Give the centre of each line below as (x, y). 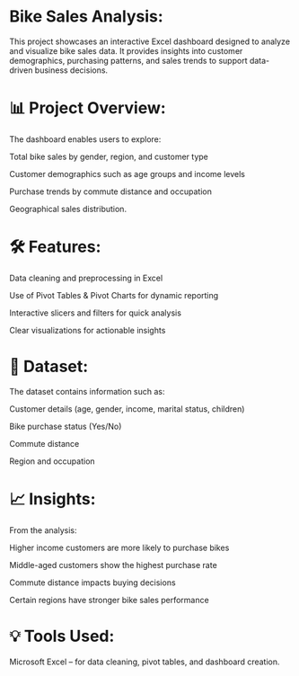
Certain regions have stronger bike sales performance (109, 600)
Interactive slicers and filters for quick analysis (96, 313)
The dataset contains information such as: (87, 391)
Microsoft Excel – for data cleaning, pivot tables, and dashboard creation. (145, 662)
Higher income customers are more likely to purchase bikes (119, 547)
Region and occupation (53, 461)
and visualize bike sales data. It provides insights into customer (126, 50)
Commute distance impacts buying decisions (93, 583)
